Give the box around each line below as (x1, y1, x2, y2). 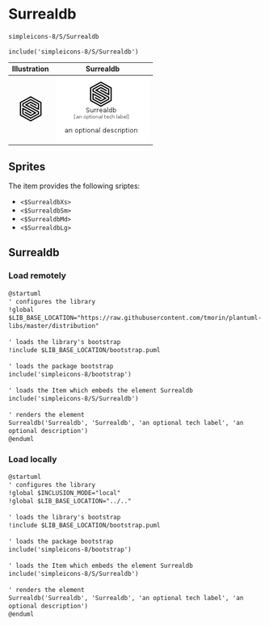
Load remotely (8, 270, 67, 281)
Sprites (8, 159, 46, 174)
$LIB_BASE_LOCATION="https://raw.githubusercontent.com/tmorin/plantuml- (8, 313, 263, 321)
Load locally (8, 453, 57, 464)
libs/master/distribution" (8, 321, 99, 330)
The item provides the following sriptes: (8, 181, 141, 191)
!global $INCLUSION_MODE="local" (8, 489, 121, 497)
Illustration (11, 64, 50, 74)
